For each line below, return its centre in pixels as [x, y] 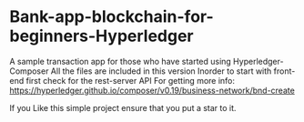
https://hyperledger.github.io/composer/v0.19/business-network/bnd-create [152, 90]
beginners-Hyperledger [101, 36]
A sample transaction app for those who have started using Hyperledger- [147, 61]
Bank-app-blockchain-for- [111, 17]
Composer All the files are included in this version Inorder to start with [141, 71]
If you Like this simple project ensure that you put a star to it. [123, 107]
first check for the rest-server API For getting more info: [130, 80]
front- [284, 71]
